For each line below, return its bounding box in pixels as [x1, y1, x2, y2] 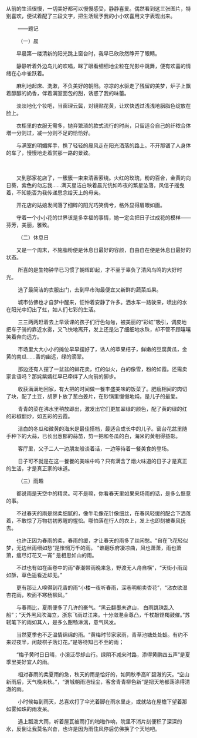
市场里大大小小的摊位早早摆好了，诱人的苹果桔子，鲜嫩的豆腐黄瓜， [17, 346, 182, 353]
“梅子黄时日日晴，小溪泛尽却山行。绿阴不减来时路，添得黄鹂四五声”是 [16, 651, 186, 658]
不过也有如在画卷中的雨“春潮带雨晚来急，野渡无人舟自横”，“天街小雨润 [16, 564, 188, 571]
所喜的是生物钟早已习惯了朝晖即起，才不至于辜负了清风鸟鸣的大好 [17, 267, 177, 273]
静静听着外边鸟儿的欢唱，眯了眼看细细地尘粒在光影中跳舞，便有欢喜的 [16, 62, 186, 69]
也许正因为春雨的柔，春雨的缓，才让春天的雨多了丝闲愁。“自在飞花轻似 [16, 537, 189, 544]
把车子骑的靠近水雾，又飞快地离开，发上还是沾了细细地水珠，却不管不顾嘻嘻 [6, 326, 191, 333]
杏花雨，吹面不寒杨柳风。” [6, 591, 68, 599]
